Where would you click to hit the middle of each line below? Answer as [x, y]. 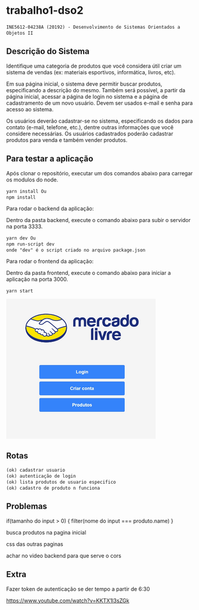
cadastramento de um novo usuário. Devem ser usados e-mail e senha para [99, 103]
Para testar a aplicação [50, 159]
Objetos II [20, 33]
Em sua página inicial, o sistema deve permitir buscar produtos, [84, 84]
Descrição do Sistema [48, 51]
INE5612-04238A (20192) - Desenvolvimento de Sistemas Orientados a [93, 27]
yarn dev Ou [21, 238]
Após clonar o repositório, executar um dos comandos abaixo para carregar [99, 173]
